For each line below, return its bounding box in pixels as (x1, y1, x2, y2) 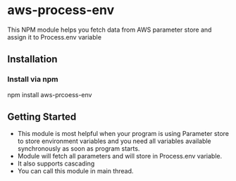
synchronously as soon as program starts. (17, 144, 140, 153)
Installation (7, 54, 58, 65)
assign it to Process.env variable (7, 32, 102, 41)
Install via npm (7, 75, 58, 85)
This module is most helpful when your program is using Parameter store (17, 130, 229, 138)
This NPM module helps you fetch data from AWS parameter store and (7, 25, 212, 34)
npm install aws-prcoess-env (7, 90, 92, 99)
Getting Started (7, 111, 77, 123)
